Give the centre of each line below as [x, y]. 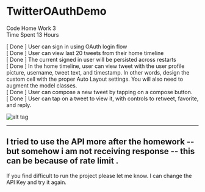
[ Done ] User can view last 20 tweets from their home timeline [85, 53]
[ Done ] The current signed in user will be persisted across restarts [92, 59]
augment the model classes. [42, 85]
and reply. [19, 105]
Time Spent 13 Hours [33, 34]
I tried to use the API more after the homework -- [100, 142]
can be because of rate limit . [63, 161]
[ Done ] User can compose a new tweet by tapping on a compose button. [99, 92]
